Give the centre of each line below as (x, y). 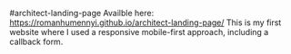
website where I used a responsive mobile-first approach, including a (139, 32)
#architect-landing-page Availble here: (82, 13)
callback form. (36, 41)
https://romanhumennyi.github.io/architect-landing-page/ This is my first (145, 22)
